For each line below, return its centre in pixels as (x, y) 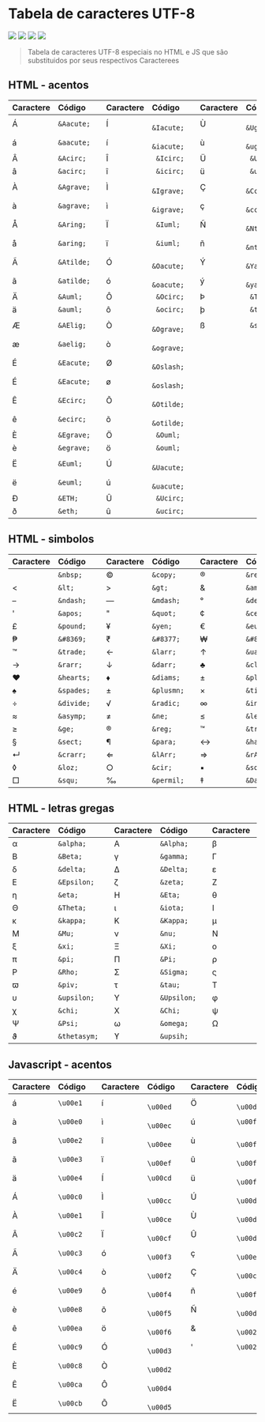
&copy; (164, 575)
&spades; (74, 690)
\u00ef (159, 1164)
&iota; (172, 908)
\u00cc (159, 1201)
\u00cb (70, 1403)
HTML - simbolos (51, 539)
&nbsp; (70, 575)
